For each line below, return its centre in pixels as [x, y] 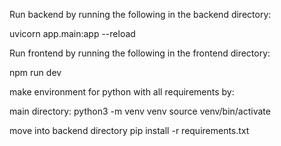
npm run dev [35, 72]
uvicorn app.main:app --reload [72, 33]
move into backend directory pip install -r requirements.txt [129, 130]
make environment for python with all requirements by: [122, 92]
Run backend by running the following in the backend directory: [140, 14]
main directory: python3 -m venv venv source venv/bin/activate [140, 111]
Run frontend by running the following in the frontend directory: [140, 53]
